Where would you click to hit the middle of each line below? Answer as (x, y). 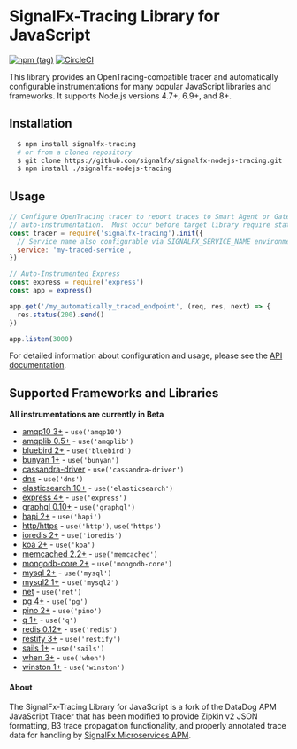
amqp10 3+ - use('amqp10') (72, 432)
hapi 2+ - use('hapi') (61, 517)
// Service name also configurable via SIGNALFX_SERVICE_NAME (134, 241)
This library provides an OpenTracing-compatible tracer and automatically (144, 76)
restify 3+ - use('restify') (71, 639)
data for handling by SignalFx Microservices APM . (100, 735)
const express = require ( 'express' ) (76, 282)
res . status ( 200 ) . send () (61, 315)
